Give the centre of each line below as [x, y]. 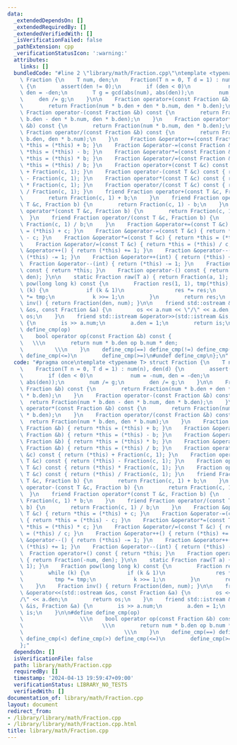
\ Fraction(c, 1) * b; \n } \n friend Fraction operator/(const [123, 501]
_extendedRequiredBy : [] [50, 27]
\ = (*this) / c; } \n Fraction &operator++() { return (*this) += [124, 533]
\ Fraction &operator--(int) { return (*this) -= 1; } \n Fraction [126, 264]
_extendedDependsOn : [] [48, 21]
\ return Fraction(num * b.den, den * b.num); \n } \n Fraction [124, 422]
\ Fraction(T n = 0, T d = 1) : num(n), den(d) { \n [102, 369]
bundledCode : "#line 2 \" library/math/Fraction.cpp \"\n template [110, 73]
